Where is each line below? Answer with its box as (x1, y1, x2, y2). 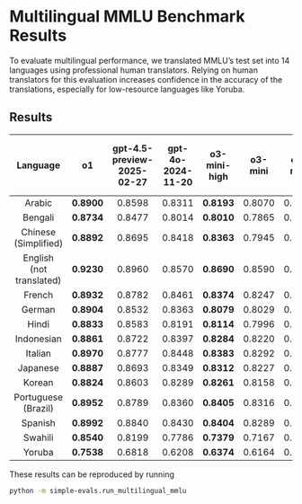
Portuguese (13, 391, 64, 403)
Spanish (21, 416, 56, 429)
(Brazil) (22, 402, 54, 414)
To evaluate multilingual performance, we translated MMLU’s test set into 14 (9, 55, 290, 66)
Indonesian (14, 332, 62, 345)
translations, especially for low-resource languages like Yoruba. (9, 84, 245, 94)
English (22, 252, 54, 264)
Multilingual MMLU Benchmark (9, 6, 245, 27)
